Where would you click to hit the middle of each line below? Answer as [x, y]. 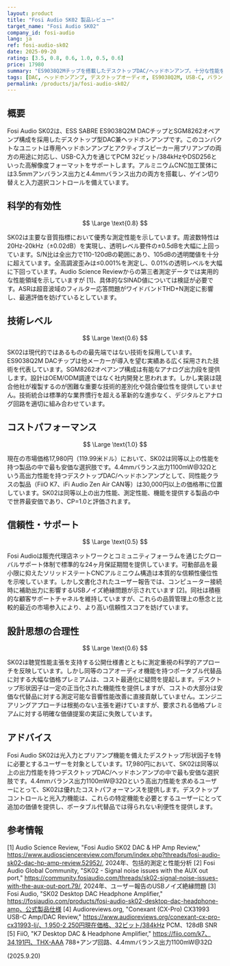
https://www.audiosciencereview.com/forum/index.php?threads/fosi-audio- [114, 854]
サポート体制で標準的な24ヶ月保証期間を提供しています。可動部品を [115, 565]
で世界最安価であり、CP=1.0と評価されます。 [71, 501]
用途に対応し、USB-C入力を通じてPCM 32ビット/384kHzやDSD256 [115, 157]
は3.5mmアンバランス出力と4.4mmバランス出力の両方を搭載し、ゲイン [107, 174]
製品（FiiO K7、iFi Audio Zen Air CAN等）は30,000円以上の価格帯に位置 [121, 484]
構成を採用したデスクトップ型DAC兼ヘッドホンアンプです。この [108, 140]
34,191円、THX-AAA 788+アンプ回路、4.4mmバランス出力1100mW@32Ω [110, 942]
